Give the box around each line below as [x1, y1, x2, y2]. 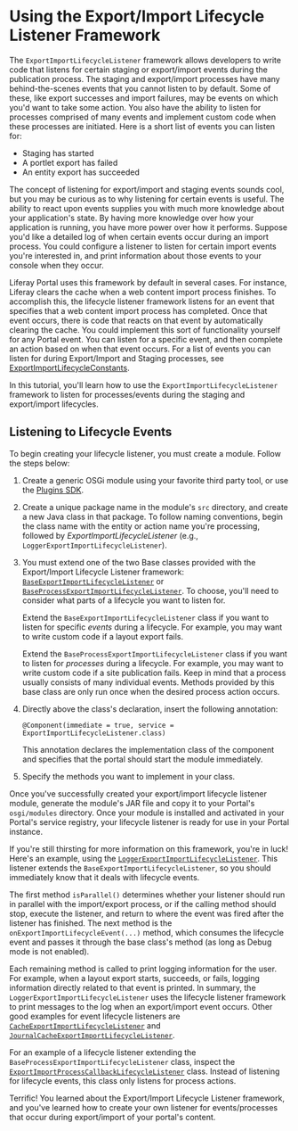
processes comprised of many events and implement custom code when [9, 111, 277, 122]
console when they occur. [9, 260, 104, 270]
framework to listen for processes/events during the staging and [9, 389, 246, 400]
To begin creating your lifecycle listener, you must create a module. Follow [9, 448, 282, 458]
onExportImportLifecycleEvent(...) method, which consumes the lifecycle [9, 927, 285, 937]
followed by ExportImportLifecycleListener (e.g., [21, 530, 198, 541]
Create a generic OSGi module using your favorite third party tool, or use [21, 475, 289, 485]
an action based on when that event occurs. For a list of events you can [9, 343, 271, 354]
